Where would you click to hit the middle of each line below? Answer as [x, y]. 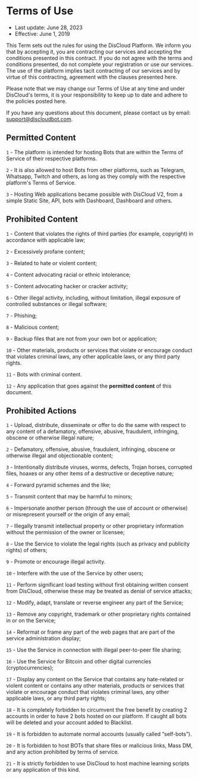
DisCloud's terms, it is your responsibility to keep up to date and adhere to [97, 95]
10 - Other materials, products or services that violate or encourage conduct [99, 350]
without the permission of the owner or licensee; [65, 532]
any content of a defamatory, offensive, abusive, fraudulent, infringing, [93, 431]
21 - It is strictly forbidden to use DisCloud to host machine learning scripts [98, 764]
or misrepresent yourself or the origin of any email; [68, 515]
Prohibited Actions [42, 411]
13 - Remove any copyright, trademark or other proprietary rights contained [99, 614]
